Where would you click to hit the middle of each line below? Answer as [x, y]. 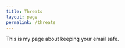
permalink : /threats [31, 22]
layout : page [22, 17]
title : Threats [24, 11]
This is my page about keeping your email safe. [63, 39]
